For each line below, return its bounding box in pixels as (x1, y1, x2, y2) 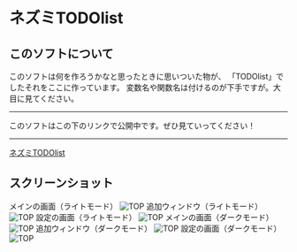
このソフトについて (9, 46, 114, 61)
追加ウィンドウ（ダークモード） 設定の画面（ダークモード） (35, 223, 282, 233)
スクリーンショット (9, 176, 113, 191)
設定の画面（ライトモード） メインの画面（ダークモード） (35, 211, 274, 222)
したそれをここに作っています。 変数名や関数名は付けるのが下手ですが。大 (9, 82, 281, 93)
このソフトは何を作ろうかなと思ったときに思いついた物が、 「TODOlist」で (9, 72, 285, 81)
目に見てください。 (9, 94, 80, 103)
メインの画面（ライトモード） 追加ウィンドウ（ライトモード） (9, 201, 263, 211)
